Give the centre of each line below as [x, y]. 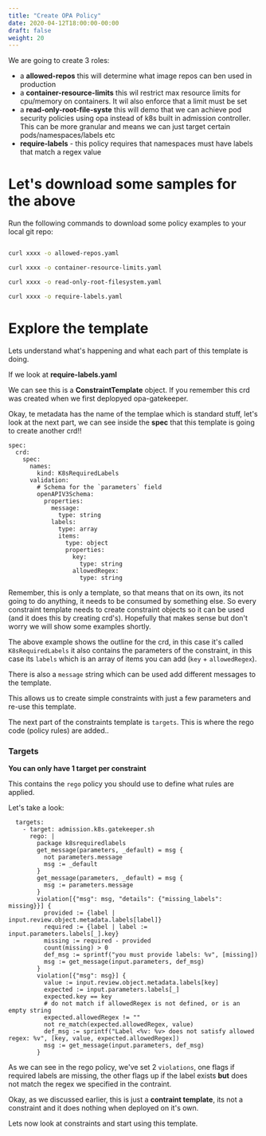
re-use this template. [43, 707]
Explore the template [78, 328]
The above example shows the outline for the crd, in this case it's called [126, 641]
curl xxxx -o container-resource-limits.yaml [85, 268]
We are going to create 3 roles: [59, 61]
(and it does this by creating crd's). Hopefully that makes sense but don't [128, 617]
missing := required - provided [97, 941]
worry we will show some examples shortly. [80, 626]
